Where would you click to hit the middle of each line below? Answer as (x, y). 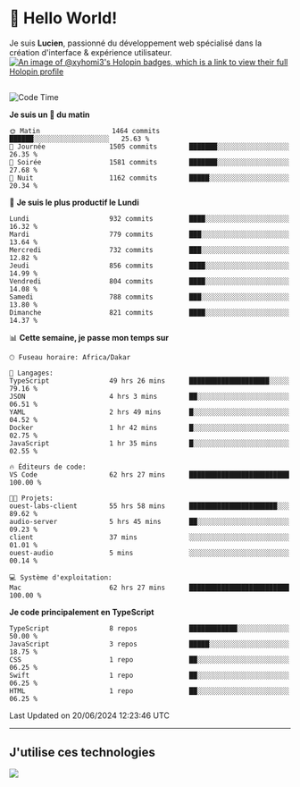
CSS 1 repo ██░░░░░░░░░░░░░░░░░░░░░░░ (150, 660)
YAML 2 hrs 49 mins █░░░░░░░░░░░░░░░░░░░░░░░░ (150, 412)
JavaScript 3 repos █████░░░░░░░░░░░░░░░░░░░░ (150, 644)
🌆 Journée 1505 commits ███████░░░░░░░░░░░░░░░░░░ (150, 147)
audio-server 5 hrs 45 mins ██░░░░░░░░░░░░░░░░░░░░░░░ (150, 522)
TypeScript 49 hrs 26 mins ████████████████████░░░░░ (150, 381)
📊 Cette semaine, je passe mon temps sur (89, 338)
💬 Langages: (31, 373)
